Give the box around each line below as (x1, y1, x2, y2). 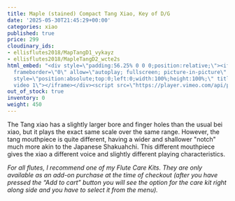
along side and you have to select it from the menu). (7, 186, 159, 194)
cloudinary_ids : (7, 43, 55, 50)
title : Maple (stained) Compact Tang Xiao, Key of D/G (7, 10, 171, 17)
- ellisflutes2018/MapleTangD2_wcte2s (7, 56, 120, 63)
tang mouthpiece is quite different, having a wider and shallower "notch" (7, 135, 217, 143)
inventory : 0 (7, 95, 45, 102)
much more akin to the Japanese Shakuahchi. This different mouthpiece (7, 142, 215, 151)
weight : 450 (7, 101, 42, 108)
